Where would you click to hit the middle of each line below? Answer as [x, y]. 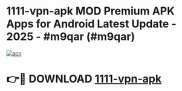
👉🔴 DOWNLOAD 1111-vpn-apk [84, 79]
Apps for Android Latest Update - [91, 24]
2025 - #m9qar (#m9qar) [71, 37]
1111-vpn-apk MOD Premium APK [91, 11]
